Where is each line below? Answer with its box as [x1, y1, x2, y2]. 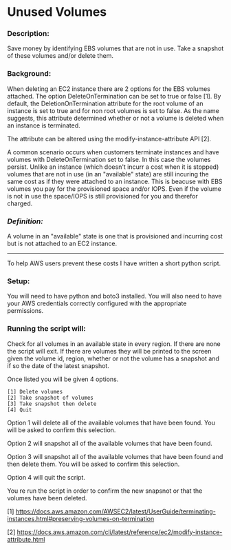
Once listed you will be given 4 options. [7, 375, 119, 383]
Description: [7, 29, 49, 39]
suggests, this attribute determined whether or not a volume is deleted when [7, 114, 224, 122]
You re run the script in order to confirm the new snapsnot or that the [7, 487, 203, 495]
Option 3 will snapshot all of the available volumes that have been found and [7, 452, 223, 460]
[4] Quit [7, 406, 32, 414]
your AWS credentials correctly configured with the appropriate [7, 299, 187, 307]
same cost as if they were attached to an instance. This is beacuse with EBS [7, 177, 223, 185]
